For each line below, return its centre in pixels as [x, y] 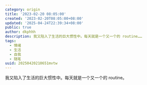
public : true [18, 28]
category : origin [23, 9]
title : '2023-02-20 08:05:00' [36, 14]
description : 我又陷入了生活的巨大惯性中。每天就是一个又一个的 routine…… [74, 37]
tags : [10, 41]
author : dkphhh [20, 32]
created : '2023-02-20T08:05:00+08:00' [44, 18]
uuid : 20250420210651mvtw [31, 63]
